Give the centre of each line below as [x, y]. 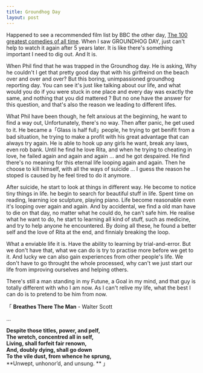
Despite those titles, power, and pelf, [53, 330]
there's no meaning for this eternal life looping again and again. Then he [96, 162]
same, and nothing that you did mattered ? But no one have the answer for [99, 98]
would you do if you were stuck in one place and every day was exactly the [100, 91]
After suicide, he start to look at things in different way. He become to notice [101, 187]
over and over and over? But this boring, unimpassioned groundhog [90, 79]
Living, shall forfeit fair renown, [47, 343]
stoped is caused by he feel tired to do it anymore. [69, 175]
